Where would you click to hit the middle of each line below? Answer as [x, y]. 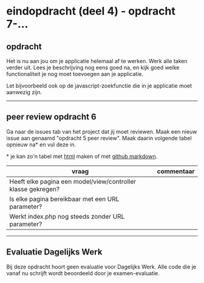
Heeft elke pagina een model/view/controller [73, 182]
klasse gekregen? [34, 189]
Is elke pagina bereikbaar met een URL [64, 199]
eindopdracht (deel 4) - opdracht [91, 11]
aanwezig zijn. [24, 92]
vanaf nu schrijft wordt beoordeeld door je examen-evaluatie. [83, 273]
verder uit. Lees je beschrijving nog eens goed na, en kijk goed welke [93, 67]
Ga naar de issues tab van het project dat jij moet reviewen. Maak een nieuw [102, 131]
